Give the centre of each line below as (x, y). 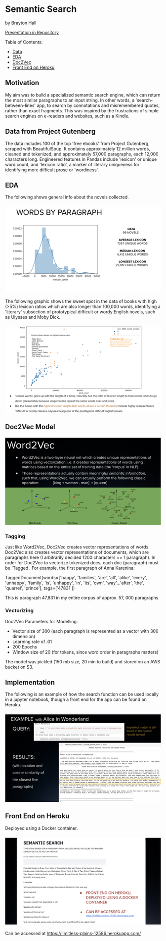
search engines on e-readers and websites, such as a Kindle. (67, 116)
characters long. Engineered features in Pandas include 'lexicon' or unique (81, 159)
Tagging (15, 536)
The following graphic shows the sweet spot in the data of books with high (81, 301)
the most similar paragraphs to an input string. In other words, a (70, 100)
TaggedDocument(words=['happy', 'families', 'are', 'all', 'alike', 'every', (76, 578)
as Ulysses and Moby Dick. (33, 317)
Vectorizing (19, 611)
